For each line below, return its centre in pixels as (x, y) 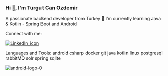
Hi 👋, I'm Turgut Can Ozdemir (41, 8)
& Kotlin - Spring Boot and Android (41, 24)
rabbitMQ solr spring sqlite (33, 58)
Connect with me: (24, 34)
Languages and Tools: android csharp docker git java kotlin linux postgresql (84, 53)
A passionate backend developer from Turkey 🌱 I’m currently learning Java (83, 19)
